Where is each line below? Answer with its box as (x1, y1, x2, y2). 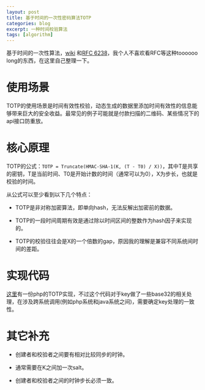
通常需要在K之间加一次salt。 (15, 364, 88, 371)
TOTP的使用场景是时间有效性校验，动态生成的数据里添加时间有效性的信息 (6, 102, 192, 110)
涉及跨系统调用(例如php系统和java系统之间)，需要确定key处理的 (22, 298, 184, 305)
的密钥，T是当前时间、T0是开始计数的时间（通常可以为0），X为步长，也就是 (6, 170, 198, 178)
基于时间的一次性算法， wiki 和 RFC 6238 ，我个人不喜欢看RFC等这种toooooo (6, 50, 198, 57)
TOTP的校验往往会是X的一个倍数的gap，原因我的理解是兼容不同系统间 (15, 238, 193, 245)
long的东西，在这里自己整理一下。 (6, 57, 93, 64)
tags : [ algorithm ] (6, 32, 53, 38)
